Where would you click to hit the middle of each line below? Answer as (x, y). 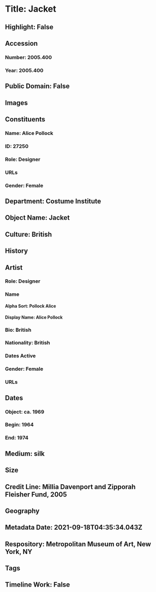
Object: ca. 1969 (25, 412)
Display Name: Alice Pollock (34, 317)
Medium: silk (25, 453)
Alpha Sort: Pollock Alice (31, 306)
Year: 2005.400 (24, 70)
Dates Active (21, 356)
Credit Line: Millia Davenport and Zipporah (70, 487)
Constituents (25, 119)
